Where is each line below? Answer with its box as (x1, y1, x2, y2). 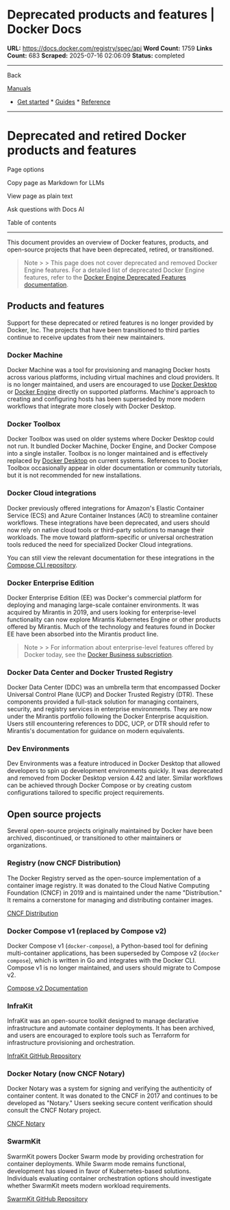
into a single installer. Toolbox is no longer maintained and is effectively (7, 449, 208, 458)
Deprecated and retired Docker (7, 128, 187, 144)
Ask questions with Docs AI (7, 205, 84, 213)
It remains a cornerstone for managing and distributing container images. (7, 896, 214, 904)
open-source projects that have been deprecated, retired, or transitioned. (7, 245, 214, 254)
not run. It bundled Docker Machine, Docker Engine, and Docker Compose (7, 442, 217, 450)
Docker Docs (7, 21, 82, 37)
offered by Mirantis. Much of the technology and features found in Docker (7, 622, 216, 630)
